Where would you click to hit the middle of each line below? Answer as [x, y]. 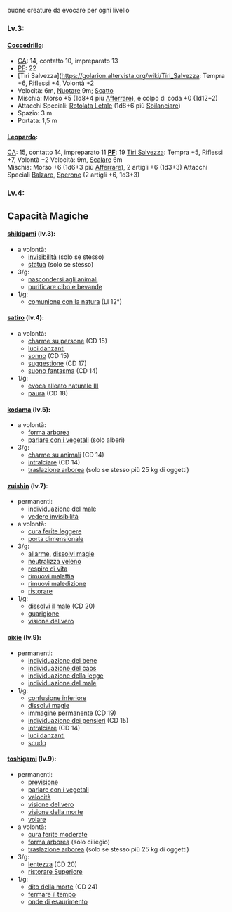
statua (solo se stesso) [61, 264]
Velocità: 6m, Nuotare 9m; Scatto [65, 91]
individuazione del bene [62, 660]
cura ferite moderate [57, 834]
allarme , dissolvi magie [61, 554]
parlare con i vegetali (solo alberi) [76, 440]
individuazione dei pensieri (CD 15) [78, 720]
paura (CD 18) [48, 393]
